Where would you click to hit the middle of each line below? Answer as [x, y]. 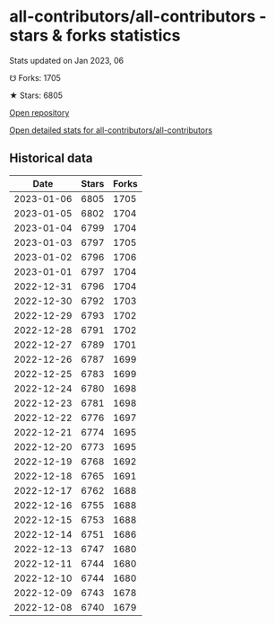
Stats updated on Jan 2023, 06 [67, 60]
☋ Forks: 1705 [35, 77]
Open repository [39, 112]
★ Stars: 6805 [36, 95]
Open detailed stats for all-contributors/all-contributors [111, 130]
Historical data [51, 158]
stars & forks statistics [95, 35]
